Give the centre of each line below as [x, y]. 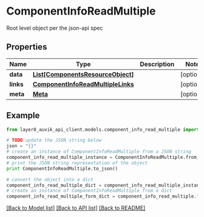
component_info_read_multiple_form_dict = [61, 196]
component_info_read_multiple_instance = [59, 158]
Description [157, 64]
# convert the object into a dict [50, 179]
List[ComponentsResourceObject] [83, 74]
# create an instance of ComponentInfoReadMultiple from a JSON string [99, 152]
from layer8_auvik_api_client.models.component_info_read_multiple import [103, 129]
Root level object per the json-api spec [55, 28]
